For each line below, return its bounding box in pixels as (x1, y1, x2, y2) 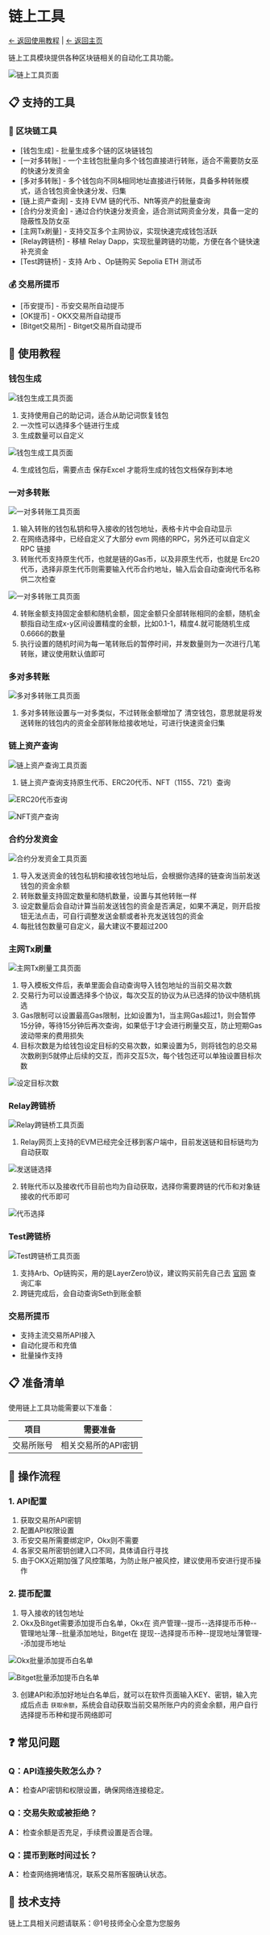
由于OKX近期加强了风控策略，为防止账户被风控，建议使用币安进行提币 (19, 1556, 255, 1565)
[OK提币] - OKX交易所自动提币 (19, 311, 123, 320)
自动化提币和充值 (19, 1340, 77, 1350)
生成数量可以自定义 (19, 430, 85, 440)
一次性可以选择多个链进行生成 (19, 420, 119, 430)
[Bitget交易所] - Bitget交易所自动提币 (19, 320, 143, 331)
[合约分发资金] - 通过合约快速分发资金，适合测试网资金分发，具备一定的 (19, 206, 260, 215)
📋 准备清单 (8, 1377, 65, 1390)
